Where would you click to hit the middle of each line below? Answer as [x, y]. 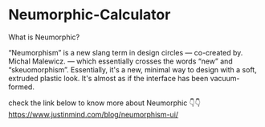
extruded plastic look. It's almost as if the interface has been [108, 78]
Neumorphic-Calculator [90, 15]
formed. [21, 87]
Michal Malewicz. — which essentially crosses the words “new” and [120, 61]
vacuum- [225, 78]
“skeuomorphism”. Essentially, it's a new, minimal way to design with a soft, [132, 69]
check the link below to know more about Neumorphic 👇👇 [104, 103]
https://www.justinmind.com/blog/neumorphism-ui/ [94, 114]
